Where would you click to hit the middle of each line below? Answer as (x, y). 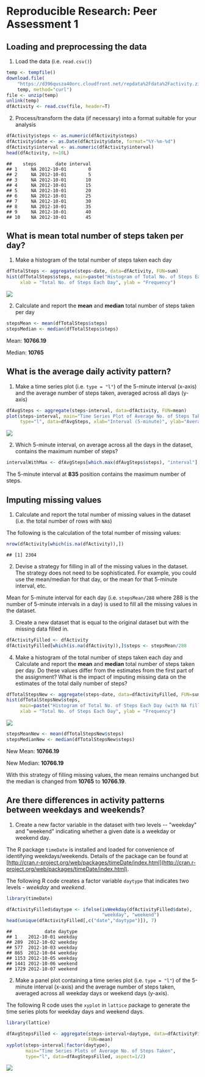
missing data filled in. (42, 629)
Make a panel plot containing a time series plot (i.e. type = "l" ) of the (103, 981)
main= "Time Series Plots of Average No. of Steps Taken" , (100, 1051)
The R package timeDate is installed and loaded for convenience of (91, 850)
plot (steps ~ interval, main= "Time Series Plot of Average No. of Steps (98, 416)
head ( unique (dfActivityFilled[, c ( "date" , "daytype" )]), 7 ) (81, 921)
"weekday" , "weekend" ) (131, 915)
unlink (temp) (23, 101)
